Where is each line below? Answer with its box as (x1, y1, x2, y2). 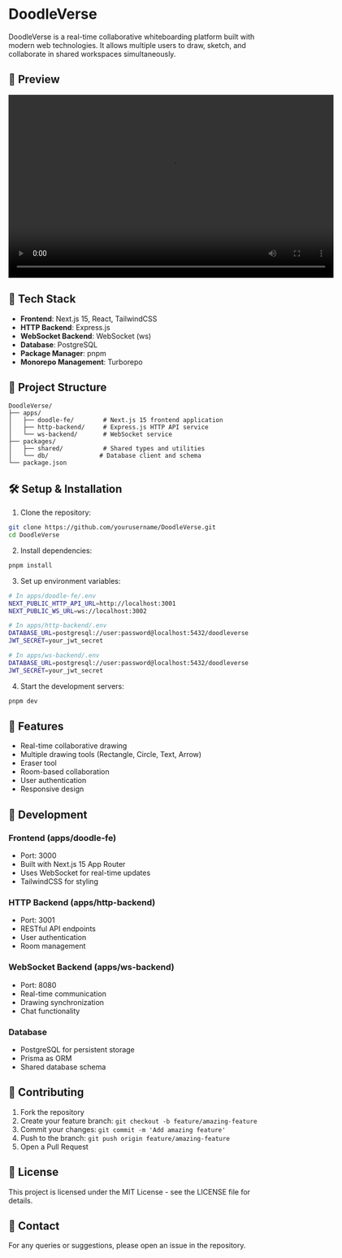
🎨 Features (8, 719, 64, 733)
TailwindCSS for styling (19, 877, 99, 886)
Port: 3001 (19, 916, 55, 925)
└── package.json (8, 459, 67, 468)
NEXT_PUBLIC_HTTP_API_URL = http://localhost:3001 (8, 599, 176, 607)
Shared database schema (19, 1062, 106, 1072)
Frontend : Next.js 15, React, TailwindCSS (19, 314, 158, 324)
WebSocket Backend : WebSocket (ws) (19, 331, 152, 341)
